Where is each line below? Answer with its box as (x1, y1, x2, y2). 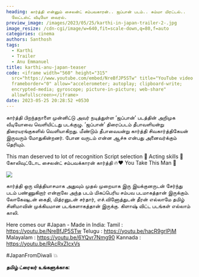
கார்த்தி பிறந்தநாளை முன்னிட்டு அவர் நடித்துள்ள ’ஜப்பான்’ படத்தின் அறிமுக (6, 114, 176, 121)
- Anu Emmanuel (11, 59, 49, 64)
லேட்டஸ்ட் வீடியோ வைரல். (11, 14, 67, 20)
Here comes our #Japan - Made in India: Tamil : (6, 221, 123, 228)
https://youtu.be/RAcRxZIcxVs (6, 240, 80, 247)
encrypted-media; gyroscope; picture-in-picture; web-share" (11, 87, 167, 93)
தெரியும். (6, 141, 26, 148)
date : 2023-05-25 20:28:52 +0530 (6, 97, 89, 103)
